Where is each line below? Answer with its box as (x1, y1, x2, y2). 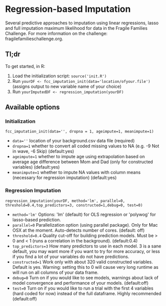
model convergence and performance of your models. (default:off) (12, 280, 149, 286)
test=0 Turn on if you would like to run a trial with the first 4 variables (12, 285, 154, 291)
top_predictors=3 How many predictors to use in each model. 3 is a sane (12, 243, 162, 249)
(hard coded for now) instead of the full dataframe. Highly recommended (12, 290, 162, 296)
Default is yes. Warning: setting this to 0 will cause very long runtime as (12, 264, 159, 270)
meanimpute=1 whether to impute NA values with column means (12, 170, 141, 176)
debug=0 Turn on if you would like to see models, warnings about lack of (12, 274, 159, 281)
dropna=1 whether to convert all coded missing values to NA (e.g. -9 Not (12, 143, 160, 149)
